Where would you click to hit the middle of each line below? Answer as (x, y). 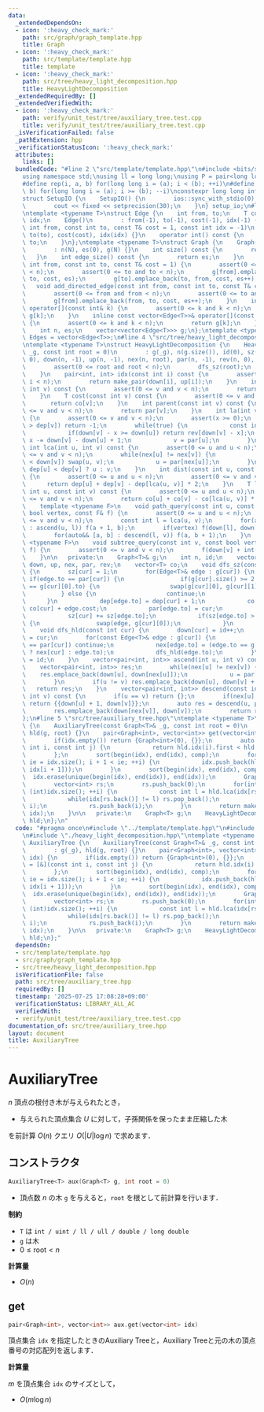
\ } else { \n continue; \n (114, 594)
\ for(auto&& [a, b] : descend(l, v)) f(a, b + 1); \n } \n (137, 536)
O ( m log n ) (35, 1399)
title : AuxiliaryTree (44, 1040)
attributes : (35, 154)
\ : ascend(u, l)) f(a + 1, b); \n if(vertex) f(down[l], (130, 528)
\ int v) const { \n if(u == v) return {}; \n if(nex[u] (139, 697)
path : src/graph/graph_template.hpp (82, 37)
